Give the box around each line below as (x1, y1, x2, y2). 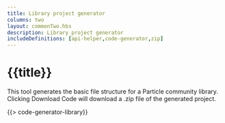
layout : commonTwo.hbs (7, 23, 72, 29)
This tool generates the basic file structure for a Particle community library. (7, 87, 219, 96)
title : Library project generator (7, 10, 106, 17)
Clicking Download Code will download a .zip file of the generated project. (7, 95, 217, 103)
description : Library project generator (7, 29, 124, 36)
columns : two (7, 16, 44, 23)
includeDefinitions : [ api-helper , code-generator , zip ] (7, 36, 164, 42)
